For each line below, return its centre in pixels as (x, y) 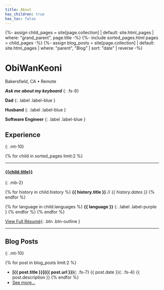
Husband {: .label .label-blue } (36, 110)
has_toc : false (20, 19)
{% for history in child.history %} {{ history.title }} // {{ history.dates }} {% (80, 192)
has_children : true (25, 14)
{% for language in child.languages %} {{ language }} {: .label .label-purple (81, 207)
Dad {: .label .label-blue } (30, 100)
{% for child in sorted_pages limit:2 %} (44, 156)
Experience (23, 135)
